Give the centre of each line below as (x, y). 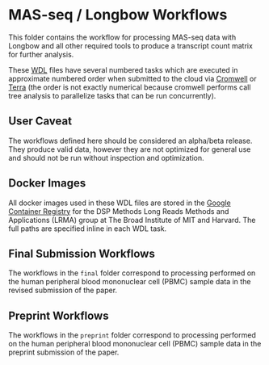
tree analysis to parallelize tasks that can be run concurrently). (112, 95)
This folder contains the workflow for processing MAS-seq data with (122, 37)
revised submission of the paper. (63, 290)
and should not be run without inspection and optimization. (106, 157)
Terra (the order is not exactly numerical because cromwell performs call (130, 87)
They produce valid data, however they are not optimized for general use (130, 149)
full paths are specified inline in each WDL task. (88, 229)
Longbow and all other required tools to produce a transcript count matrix (130, 45)
